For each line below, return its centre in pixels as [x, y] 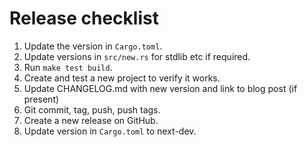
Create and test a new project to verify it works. [122, 78]
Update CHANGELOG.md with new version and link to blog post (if [160, 88]
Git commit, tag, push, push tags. [92, 109]
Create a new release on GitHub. [91, 120]
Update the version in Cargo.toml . [93, 46]
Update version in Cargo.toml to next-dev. [110, 131]
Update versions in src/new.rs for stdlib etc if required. [137, 56]
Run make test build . [68, 67]
